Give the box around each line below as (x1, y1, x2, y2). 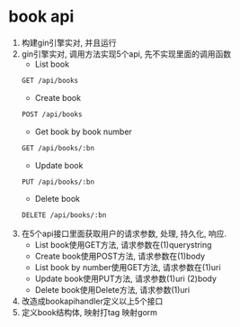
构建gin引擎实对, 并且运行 (21, 37, 118, 48)
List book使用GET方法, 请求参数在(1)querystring (34, 240, 212, 250)
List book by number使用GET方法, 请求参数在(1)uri (34, 262, 221, 273)
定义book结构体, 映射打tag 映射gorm (21, 307, 158, 318)
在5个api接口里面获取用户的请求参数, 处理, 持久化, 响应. (21, 228, 227, 240)
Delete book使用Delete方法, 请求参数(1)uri (34, 285, 191, 295)
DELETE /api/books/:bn (21, 211, 107, 220)
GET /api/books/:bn (21, 143, 95, 152)
